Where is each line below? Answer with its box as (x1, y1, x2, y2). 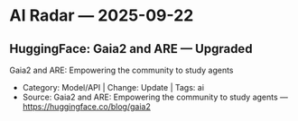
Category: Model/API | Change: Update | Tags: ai (22, 82, 205, 92)
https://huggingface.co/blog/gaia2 (22, 101, 151, 112)
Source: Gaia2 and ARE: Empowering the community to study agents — (22, 91, 289, 102)
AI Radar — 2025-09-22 (9, 5, 194, 26)
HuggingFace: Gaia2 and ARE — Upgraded (9, 41, 253, 56)
